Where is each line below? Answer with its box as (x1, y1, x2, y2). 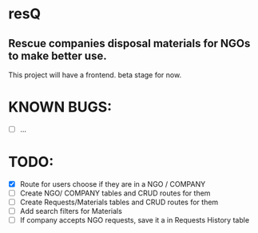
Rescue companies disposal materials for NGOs (8, 37, 251, 50)
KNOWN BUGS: (8, 98, 113, 116)
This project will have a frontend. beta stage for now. (8, 70, 182, 80)
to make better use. (8, 49, 107, 62)
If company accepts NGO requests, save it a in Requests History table (19, 215, 250, 225)
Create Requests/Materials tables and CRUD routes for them (19, 197, 219, 207)
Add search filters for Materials (19, 207, 122, 216)
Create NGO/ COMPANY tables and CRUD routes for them (19, 188, 211, 198)
